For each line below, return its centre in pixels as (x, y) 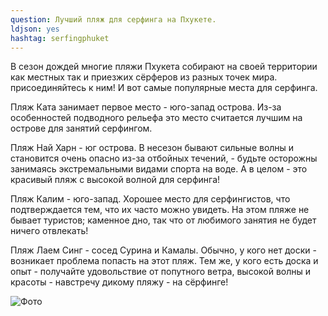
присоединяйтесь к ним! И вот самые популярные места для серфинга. (164, 88)
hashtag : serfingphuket (60, 38)
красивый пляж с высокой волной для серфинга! (115, 180)
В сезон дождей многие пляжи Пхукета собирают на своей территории (164, 67)
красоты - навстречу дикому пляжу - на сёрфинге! (119, 282)
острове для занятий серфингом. (81, 128)
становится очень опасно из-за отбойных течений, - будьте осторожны (164, 158)
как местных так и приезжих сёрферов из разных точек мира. (144, 77)
